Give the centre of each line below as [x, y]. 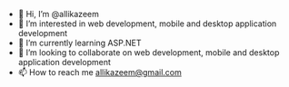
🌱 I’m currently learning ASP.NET [80, 43]
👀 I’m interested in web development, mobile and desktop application [147, 24]
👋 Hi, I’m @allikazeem [59, 14]
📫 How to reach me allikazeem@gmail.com [100, 72]
